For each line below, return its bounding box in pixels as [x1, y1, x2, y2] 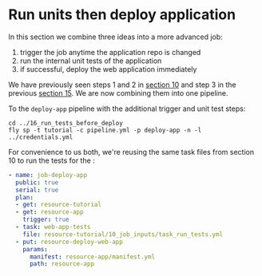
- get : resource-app [15, 208, 84, 216]
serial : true [15, 186, 59, 194]
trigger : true [22, 215, 69, 224]
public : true [15, 178, 59, 187]
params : [22, 245, 48, 253]
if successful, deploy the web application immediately [19, 64, 197, 73]
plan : [15, 193, 34, 201]
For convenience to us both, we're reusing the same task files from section [8, 147, 254, 156]
